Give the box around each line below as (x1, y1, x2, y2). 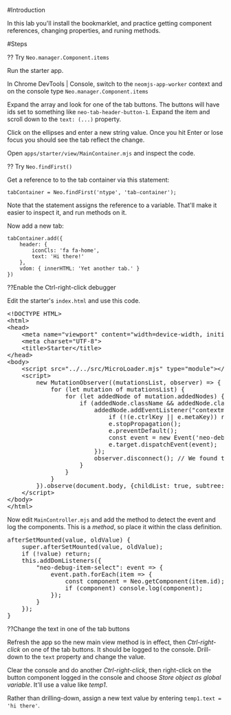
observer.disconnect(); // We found (93, 454, 218, 462)
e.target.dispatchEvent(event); (109, 440, 218, 448)
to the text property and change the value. (24, 653, 146, 661)
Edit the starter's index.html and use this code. (7, 297, 141, 305)
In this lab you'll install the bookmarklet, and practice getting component (7, 19, 212, 27)
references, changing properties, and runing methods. (7, 27, 161, 34)
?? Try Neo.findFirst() (7, 162, 73, 171)
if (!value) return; (21, 550, 91, 557)
